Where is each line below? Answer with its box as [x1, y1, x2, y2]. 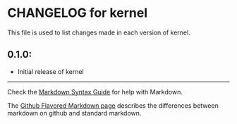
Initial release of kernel [17, 67, 84, 75]
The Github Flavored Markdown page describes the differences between [7, 101, 219, 110]
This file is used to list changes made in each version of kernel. [7, 28, 190, 37]
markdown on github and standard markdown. [7, 108, 142, 117]
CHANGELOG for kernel [7, 5, 148, 21]
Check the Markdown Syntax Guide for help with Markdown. [7, 87, 183, 96]
